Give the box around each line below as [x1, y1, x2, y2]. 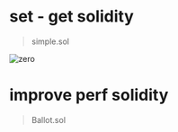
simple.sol [31, 36, 70, 47]
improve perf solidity [9, 85, 169, 105]
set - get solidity [9, 6, 135, 27]
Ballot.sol [31, 114, 66, 125]
